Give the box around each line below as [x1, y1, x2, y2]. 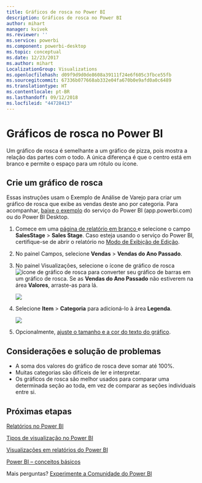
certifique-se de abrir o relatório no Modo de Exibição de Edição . [15, 238, 180, 246]
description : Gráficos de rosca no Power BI [6, 15, 122, 21]
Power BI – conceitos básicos [6, 458, 81, 465]
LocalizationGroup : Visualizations [6, 66, 98, 72]
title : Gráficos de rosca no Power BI [6, 9, 106, 15]
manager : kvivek [6, 26, 48, 32]
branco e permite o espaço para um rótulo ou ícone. [6, 160, 138, 167]
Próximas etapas [6, 406, 72, 417]
